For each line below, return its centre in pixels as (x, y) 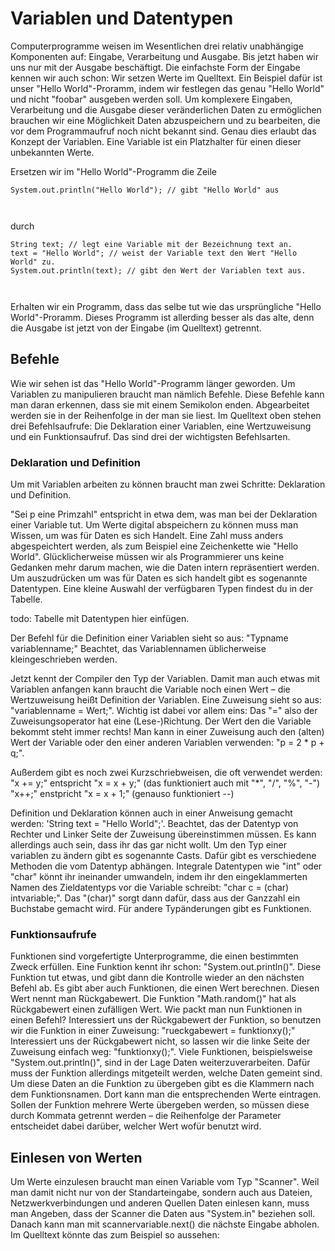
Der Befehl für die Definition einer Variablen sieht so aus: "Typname (149, 638)
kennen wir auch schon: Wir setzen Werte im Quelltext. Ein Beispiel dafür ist (166, 78)
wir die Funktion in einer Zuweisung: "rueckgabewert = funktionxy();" (153, 1031)
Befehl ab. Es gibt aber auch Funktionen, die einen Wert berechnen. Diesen (165, 988)
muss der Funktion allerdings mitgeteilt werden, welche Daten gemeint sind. (166, 1073)
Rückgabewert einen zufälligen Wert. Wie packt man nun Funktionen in (156, 1009)
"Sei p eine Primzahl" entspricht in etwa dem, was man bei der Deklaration (164, 514)
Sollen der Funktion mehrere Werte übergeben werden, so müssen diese (160, 1105)
